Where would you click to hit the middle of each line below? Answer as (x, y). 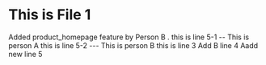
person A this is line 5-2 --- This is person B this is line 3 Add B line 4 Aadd (133, 45)
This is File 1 (50, 15)
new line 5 (25, 54)
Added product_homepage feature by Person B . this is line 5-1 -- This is (129, 37)
